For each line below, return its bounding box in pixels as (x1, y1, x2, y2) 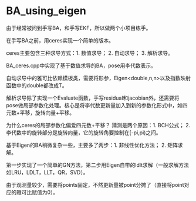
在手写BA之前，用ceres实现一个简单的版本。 (6, 37, 114, 44)
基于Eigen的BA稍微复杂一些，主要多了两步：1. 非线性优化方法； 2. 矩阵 (6, 141, 178, 149)
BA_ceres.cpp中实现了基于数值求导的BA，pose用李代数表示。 (6, 62, 157, 69)
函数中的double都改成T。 (6, 81, 67, 89)
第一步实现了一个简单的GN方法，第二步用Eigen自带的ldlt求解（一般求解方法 (6, 161, 189, 169)
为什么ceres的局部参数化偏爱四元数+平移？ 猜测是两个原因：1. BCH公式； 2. (6, 121, 191, 128)
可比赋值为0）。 (21, 189, 59, 196)
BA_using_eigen (6, 4, 86, 18)
